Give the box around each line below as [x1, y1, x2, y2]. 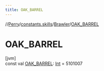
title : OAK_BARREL [5, 7, 43, 12]
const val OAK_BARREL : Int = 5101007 [5, 60, 83, 66]
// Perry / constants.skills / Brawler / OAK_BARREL [5, 21, 100, 27]
